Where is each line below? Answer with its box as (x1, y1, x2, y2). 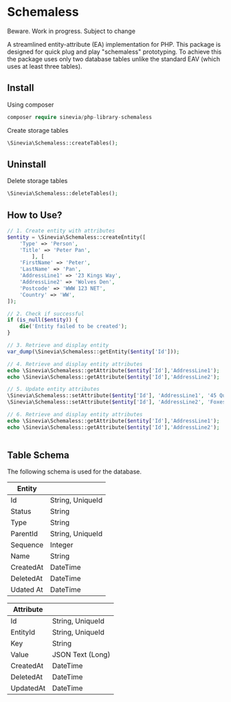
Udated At (10, 585, 43, 595)
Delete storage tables (7, 177, 68, 185)
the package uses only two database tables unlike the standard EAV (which (7, 54, 221, 63)
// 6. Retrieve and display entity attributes (7, 411, 143, 418)
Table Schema (7, 449, 70, 461)
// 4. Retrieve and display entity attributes (7, 361, 143, 368)
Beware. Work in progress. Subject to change (7, 27, 136, 35)
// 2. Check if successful (7, 310, 85, 317)
